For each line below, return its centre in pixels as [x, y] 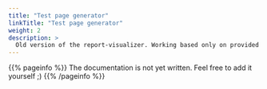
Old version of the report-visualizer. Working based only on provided [137, 45]
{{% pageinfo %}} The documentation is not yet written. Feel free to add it [130, 68]
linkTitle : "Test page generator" [66, 23]
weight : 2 [25, 30]
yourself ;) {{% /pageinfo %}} [57, 76]
